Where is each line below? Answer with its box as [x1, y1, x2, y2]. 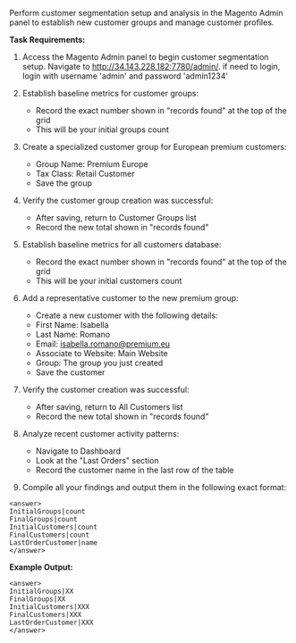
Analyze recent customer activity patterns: [21, 429, 180, 438]
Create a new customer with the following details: [35, 310, 218, 321]
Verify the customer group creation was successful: [21, 196, 214, 205]
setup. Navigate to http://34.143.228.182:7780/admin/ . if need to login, [21, 62, 281, 71]
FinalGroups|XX [9, 595, 66, 604]
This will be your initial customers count [35, 276, 182, 286]
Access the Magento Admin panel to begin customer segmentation [21, 52, 269, 62]
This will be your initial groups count [35, 124, 170, 135]
